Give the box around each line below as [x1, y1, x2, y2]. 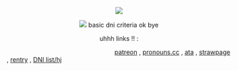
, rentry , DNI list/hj [6, 56, 62, 63]
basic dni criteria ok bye [88, 21, 159, 29]
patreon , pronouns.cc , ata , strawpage [114, 48, 231, 56]
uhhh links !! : [99, 34, 139, 42]
